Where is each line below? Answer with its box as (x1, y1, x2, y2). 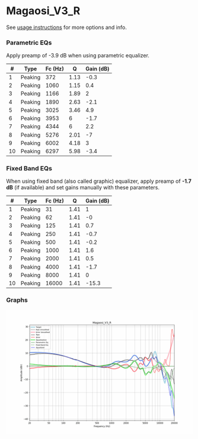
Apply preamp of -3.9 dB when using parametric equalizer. (6, 52, 150, 59)
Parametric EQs (6, 38, 52, 47)
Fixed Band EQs (6, 164, 52, 172)
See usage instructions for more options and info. (6, 24, 127, 31)
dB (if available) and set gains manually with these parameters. (6, 184, 160, 191)
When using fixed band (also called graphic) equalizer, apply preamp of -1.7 (6, 177, 191, 185)
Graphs (6, 296, 28, 304)
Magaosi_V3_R (6, 4, 81, 18)
